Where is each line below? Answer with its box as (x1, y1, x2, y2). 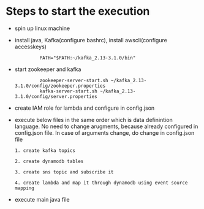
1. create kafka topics (14, 147, 76, 154)
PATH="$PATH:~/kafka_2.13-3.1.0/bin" (39, 55, 136, 61)
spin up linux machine (14, 25, 70, 32)
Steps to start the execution (6, 4, 150, 18)
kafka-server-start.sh (39, 88, 97, 94)
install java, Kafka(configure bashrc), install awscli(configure (14, 36, 168, 44)
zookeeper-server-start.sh (39, 77, 108, 83)
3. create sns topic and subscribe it (14, 169, 114, 175)
